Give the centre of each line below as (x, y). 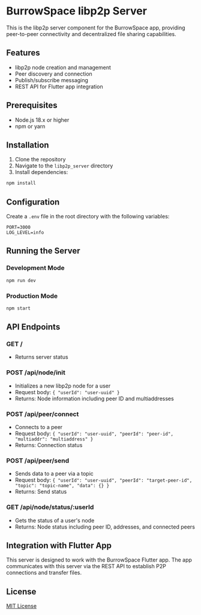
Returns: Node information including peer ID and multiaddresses (94, 398)
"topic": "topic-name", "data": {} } (62, 486)
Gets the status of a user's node (55, 520)
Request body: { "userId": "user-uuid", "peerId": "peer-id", (94, 434)
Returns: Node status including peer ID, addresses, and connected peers (105, 527)
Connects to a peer (39, 427)
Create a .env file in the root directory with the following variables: (88, 217)
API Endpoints (33, 327)
